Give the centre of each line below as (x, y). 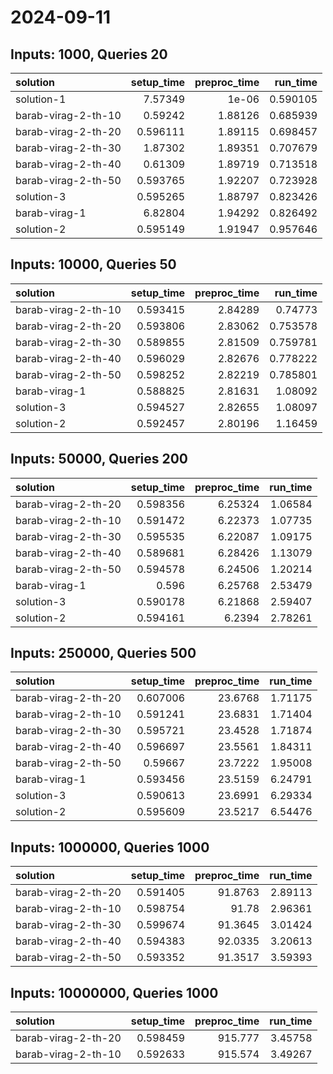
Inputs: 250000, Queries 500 (103, 653)
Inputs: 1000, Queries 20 (89, 54)
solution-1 (41, 99)
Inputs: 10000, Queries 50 (93, 264)
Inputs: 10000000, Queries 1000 (114, 992)
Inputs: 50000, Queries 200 (99, 459)
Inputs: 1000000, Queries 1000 (110, 847)
